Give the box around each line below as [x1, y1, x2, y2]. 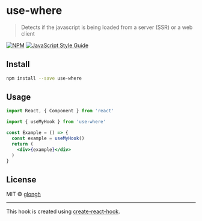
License [6, 175, 37, 185]
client [20, 30, 35, 37]
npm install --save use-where [6, 75, 82, 82]
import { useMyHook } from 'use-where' [6, 119, 106, 125]
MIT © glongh [6, 191, 41, 198]
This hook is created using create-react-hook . [6, 208, 120, 215]
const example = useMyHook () [11, 135, 85, 142]
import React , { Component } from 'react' [6, 108, 114, 114]
